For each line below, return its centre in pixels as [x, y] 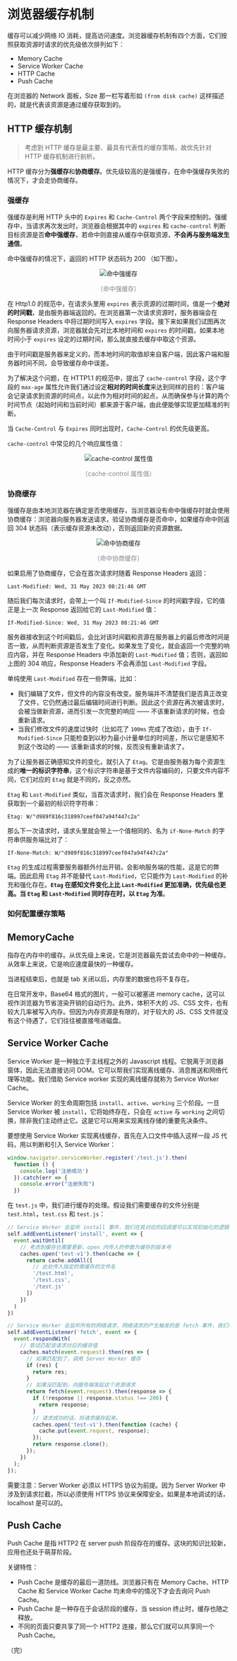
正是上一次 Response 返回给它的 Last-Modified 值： [83, 610]
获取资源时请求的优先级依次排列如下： [69, 44]
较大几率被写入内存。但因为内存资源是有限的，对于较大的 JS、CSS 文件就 [115, 1012]
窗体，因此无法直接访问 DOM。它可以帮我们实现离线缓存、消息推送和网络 [115, 1070]
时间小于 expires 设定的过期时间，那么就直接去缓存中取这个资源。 [103, 339]
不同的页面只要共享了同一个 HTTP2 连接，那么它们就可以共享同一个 [116, 1626]
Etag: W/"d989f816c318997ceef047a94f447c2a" [74, 817]
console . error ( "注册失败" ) [57, 1184]
